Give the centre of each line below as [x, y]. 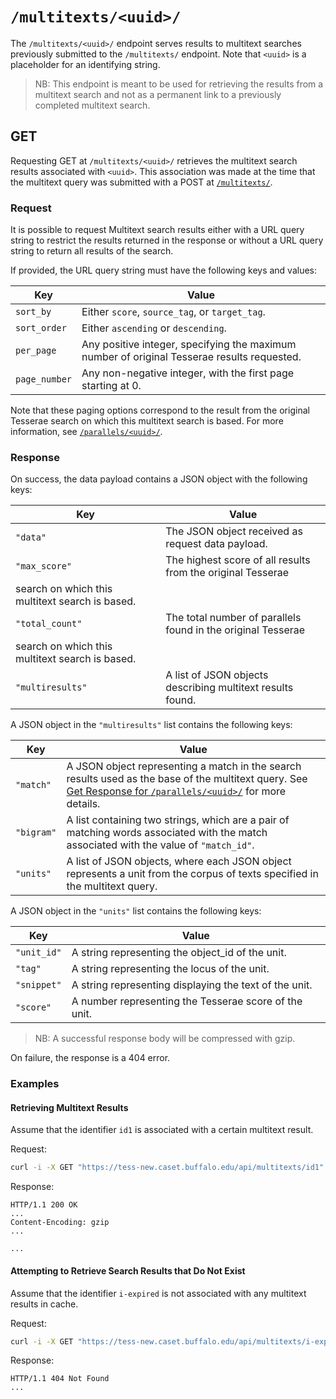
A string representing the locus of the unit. [170, 969]
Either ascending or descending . [154, 328]
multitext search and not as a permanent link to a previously [158, 94]
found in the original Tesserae [235, 630]
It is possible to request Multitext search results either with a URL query [157, 230]
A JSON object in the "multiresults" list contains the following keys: [151, 725]
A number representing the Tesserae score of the [187, 1001]
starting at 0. [111, 386]
